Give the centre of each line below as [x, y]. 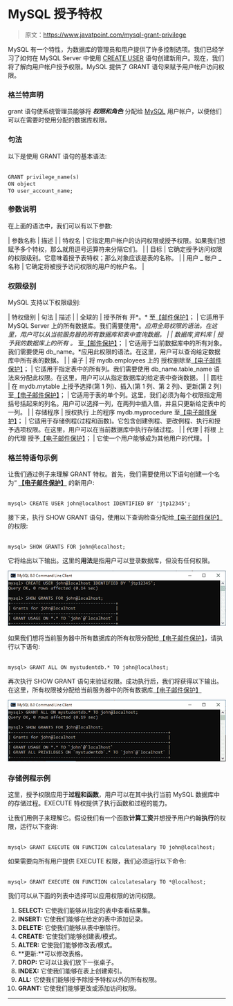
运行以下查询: [39, 827]
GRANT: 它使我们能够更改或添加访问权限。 [79, 988]
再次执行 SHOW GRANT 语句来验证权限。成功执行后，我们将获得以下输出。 [115, 681]
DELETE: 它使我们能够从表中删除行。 [71, 928]
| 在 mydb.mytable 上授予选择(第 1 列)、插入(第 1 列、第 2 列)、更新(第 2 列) [115, 386]
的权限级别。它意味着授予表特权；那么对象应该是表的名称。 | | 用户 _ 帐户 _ [115, 257]
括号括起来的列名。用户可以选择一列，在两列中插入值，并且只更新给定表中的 [117, 404]
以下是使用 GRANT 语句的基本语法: [57, 156]
